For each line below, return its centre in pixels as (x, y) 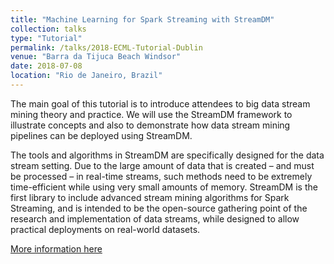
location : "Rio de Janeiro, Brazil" (86, 76)
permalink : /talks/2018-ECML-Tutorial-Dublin (106, 47)
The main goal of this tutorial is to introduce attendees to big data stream (160, 103)
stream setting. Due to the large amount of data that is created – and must (162, 165)
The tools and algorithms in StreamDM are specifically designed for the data (167, 155)
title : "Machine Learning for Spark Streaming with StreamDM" (142, 19)
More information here (56, 248)
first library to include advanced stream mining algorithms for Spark (150, 197)
